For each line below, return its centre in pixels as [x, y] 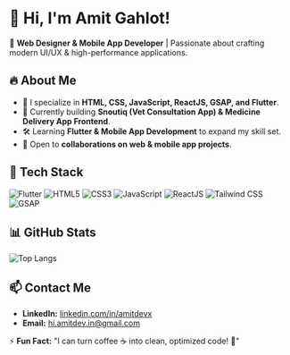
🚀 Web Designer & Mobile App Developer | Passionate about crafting [137, 43]
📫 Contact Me [50, 287]
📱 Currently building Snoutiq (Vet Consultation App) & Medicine [141, 112]
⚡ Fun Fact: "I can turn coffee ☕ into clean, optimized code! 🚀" [124, 341]
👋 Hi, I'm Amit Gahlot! [90, 18]
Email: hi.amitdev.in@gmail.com [81, 323]
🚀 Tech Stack [46, 172]
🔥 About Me [43, 81]
